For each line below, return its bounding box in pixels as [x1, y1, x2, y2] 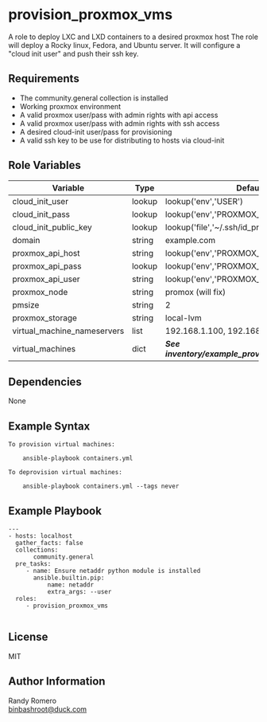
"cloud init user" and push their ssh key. [8, 49, 139, 58]
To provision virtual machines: [8, 441, 115, 449]
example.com [165, 234, 216, 245]
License [8, 630, 48, 644]
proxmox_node [12, 286, 68, 297]
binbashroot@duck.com [8, 704, 87, 714]
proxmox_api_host [12, 247, 81, 258]
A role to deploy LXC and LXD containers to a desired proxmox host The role [8, 32, 258, 41]
